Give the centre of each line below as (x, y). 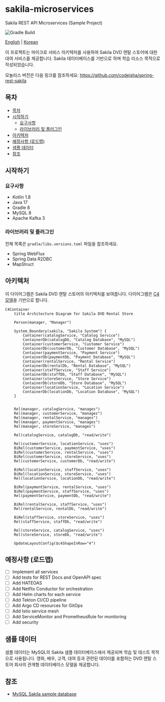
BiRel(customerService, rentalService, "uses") (64, 452)
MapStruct (23, 264)
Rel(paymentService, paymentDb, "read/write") (63, 496)
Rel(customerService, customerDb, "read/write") (65, 461)
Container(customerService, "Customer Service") (74, 344)
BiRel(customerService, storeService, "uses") (63, 456)
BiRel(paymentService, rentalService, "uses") (63, 487)
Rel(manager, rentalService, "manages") (56, 418)
